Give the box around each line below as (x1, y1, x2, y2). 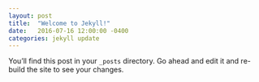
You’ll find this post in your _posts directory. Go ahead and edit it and (8, 56, 240, 66)
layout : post (8, 11, 53, 20)
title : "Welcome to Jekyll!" (8, 19, 111, 27)
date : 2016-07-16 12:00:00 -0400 (8, 27, 129, 35)
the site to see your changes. (27, 65, 124, 75)
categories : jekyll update (8, 34, 100, 43)
